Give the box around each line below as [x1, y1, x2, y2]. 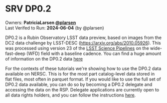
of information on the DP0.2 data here [5, 55, 83, 61]
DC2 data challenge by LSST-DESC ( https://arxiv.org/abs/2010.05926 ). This [5, 39, 161, 45]
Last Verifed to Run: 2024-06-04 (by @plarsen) [5, 24, 104, 30]
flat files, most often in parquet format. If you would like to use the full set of [5, 76, 161, 82]
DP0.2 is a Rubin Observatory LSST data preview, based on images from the [5, 34, 162, 40]
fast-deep [5, 50, 26, 56]
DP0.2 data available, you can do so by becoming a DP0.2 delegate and [5, 81, 153, 87]
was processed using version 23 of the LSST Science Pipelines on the [5, 45, 150, 51]
